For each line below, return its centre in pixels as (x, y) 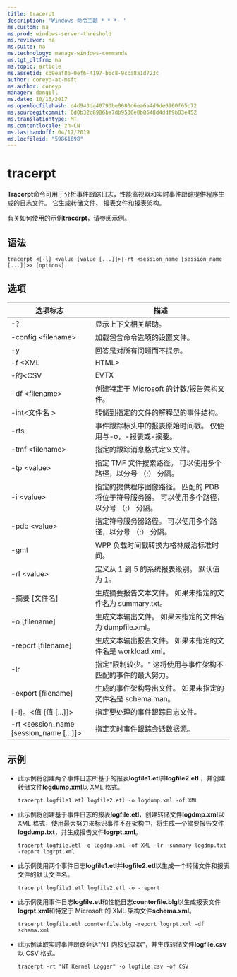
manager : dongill (33, 93)
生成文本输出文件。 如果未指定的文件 (156, 616)
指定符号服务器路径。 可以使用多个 (152, 521)
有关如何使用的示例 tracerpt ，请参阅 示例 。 (69, 218)
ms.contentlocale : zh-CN (44, 125)
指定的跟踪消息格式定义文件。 (144, 450)
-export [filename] (42, 693)
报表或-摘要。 (153, 436)
